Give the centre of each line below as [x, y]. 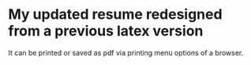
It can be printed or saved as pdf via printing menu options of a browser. [126, 52]
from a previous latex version [106, 31]
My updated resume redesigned [115, 14]
